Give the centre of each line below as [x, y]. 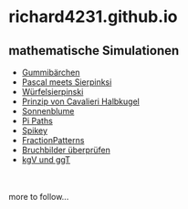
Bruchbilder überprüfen [66, 150]
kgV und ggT [46, 160]
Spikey [34, 131]
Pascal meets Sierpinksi [67, 82]
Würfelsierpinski [52, 92]
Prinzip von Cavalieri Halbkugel [81, 101]
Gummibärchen [51, 72]
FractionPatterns [53, 140]
